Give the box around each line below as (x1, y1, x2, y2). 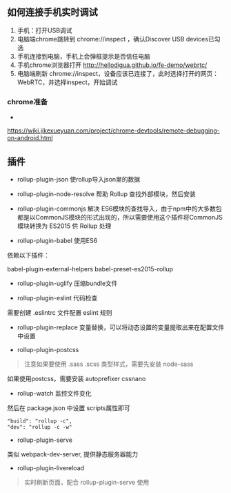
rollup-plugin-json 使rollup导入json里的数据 (17, 175, 141, 183)
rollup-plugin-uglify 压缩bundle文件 (17, 279, 119, 287)
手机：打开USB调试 (17, 26, 72, 35)
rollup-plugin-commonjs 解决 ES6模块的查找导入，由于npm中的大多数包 (17, 204, 222, 213)
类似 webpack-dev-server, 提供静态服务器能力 (7, 449, 139, 458)
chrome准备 (7, 97, 48, 106)
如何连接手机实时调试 (7, 6, 98, 19)
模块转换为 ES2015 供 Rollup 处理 (17, 222, 112, 230)
